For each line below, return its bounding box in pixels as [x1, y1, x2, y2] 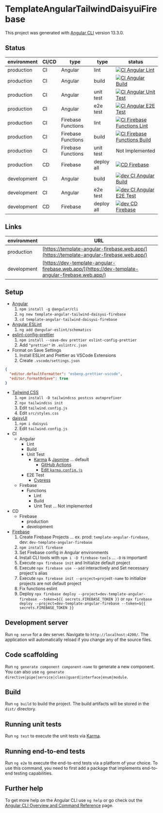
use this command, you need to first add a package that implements [5, 765, 141, 771]
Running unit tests [5, 720, 62, 728]
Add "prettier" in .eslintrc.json [19, 342, 87, 348]
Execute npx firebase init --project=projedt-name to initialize [19, 575, 147, 581]
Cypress [33, 477, 51, 483]
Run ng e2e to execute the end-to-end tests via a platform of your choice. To [5, 760, 158, 766]
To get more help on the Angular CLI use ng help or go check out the [5, 797, 143, 803]
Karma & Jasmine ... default [33, 456, 89, 462]
